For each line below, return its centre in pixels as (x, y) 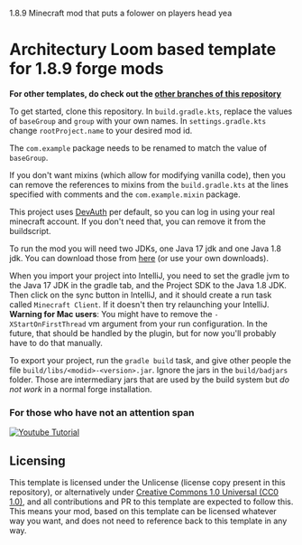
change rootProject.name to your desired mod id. (101, 130)
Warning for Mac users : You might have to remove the (111, 314)
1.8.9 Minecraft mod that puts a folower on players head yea (121, 13)
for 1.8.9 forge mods (87, 69)
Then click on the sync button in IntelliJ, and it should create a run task (141, 295)
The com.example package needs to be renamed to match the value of (138, 147)
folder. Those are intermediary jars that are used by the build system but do (150, 380)
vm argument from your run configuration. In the (178, 324)
